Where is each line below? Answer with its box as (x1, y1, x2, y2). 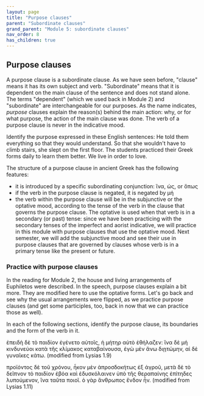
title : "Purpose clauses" (6, 15, 72, 21)
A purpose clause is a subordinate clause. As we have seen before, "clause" (6, 76, 198, 83)
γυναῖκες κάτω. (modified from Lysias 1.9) (6, 352, 112, 359)
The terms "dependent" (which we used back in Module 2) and (6, 95, 164, 102)
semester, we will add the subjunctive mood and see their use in (15, 234, 177, 241)
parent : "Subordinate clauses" (6, 20, 86, 26)
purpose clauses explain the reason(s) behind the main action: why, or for (6, 108, 191, 116)
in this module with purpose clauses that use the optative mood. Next (15, 228, 190, 235)
